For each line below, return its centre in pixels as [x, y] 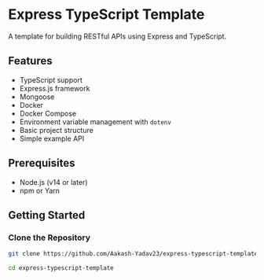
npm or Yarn [40, 190]
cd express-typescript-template [61, 268]
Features [30, 61]
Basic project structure [57, 130]
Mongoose [37, 97]
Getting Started [47, 215]
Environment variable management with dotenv [95, 122]
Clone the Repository [49, 238]
